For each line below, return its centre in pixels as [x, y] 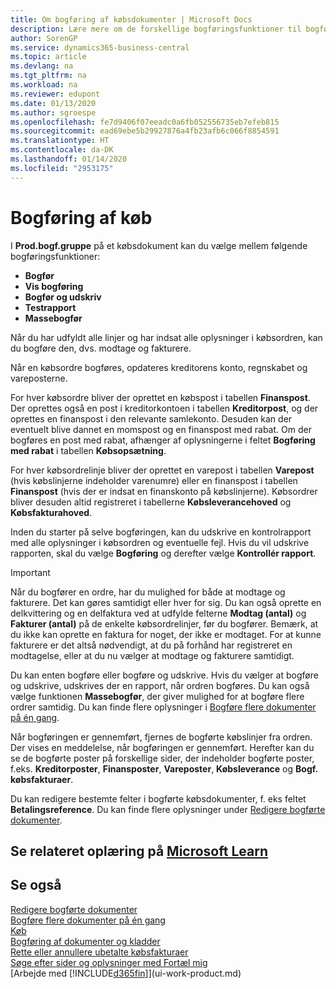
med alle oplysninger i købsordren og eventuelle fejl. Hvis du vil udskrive [160, 542]
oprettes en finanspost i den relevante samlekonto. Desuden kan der [151, 418]
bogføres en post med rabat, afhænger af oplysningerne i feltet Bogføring [163, 440]
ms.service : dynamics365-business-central [100, 47]
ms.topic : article [48, 57]
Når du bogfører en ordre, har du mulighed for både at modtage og [148, 592]
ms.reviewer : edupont [55, 94]
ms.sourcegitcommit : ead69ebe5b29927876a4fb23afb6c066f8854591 [145, 131]
